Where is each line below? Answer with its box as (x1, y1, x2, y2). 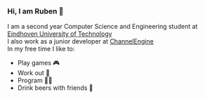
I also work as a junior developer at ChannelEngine (7, 37, 154, 46)
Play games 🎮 (17, 59, 60, 67)
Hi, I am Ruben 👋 (7, 6, 65, 16)
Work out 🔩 (17, 69, 51, 77)
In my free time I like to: (7, 45, 75, 53)
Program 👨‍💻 (17, 77, 53, 85)
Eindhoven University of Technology (7, 29, 112, 38)
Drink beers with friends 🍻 (17, 84, 93, 92)
